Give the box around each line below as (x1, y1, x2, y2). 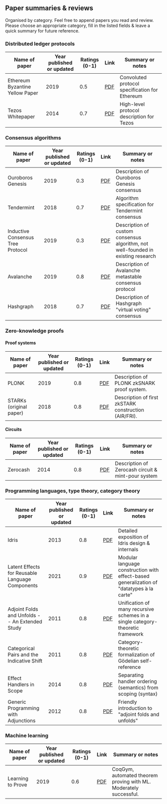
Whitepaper (7, 113, 35, 120)
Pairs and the (7, 651, 39, 658)
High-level (119, 101, 145, 108)
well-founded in (116, 247, 154, 254)
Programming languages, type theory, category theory (5, 487, 140, 494)
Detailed (118, 528, 138, 535)
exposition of (118, 534, 149, 540)
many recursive (118, 606, 154, 613)
